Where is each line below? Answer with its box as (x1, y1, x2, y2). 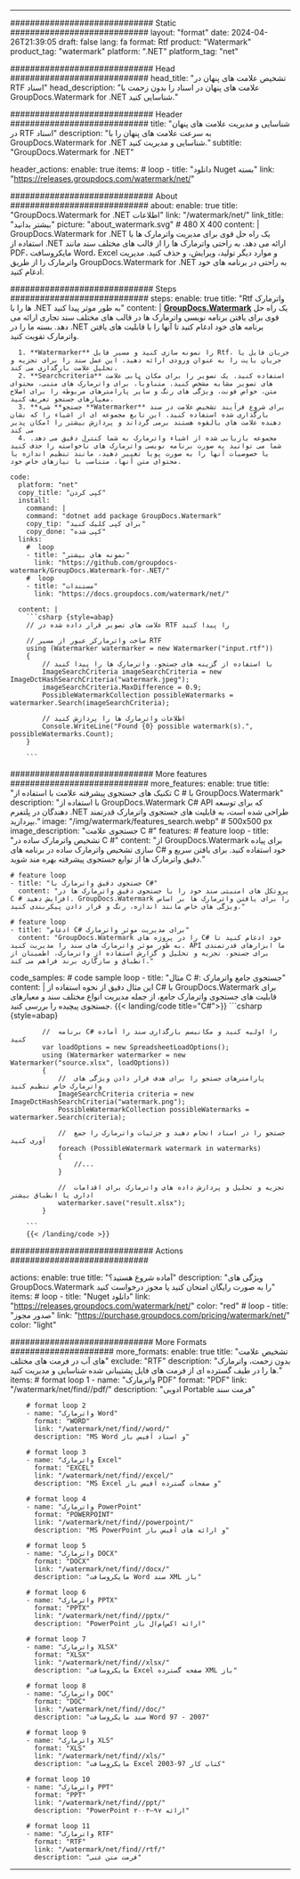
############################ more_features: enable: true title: (10, 778, 270, 789)
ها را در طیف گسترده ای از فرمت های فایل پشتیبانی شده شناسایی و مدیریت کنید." (10, 1365, 282, 1375)
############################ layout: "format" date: (10, 28, 230, 37)
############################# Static (10, 18, 177, 28)
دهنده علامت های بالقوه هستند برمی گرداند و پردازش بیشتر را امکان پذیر (10, 418, 281, 427)
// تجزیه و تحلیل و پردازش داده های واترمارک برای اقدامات (57, 1183, 286, 1192)
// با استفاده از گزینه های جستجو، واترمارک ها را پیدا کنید (42, 660, 274, 668)
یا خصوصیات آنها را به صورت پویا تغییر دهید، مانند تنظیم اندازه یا (10, 450, 270, 458)
